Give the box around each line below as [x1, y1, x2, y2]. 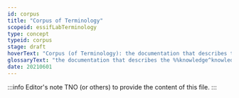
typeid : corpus [7, 37, 53, 44]
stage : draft [7, 43, 46, 50]
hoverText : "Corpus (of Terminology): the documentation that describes [7, 50, 228, 58]
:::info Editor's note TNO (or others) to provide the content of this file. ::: [7, 82, 217, 91]
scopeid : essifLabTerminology [7, 23, 97, 31]
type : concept [7, 30, 50, 38]
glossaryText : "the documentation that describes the [7, 57, 171, 64]
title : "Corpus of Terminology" [7, 17, 103, 24]
